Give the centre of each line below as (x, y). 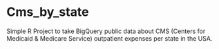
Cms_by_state (48, 12)
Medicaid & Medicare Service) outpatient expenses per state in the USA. (109, 38)
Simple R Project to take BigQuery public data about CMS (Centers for (106, 31)
